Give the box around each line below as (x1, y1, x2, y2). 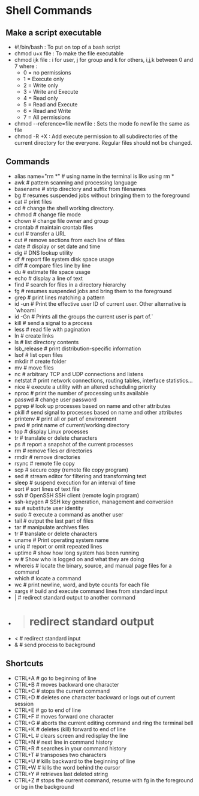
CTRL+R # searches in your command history (14, 744, 127, 752)
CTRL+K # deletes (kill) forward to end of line (14, 725, 126, 733)
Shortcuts (5, 658, 44, 669)
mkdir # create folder (14, 357, 67, 365)
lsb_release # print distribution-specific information (14, 345, 141, 352)
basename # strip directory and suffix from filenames (14, 185, 146, 192)
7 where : (14, 62, 38, 70)
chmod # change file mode (14, 211, 82, 218)
